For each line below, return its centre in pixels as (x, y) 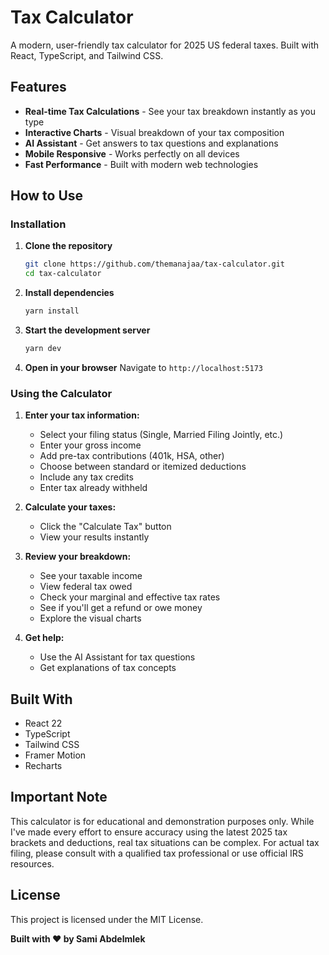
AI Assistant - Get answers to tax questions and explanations (151, 143)
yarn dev (43, 349)
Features (38, 87)
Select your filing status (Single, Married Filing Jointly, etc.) (161, 435)
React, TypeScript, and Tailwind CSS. (87, 55)
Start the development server (87, 330)
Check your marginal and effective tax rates (130, 597)
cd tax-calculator (63, 274)
